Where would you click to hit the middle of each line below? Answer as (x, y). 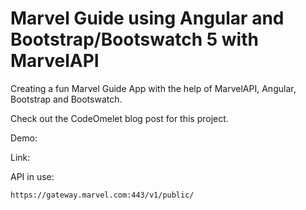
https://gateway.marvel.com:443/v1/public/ (102, 195)
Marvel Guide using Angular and (147, 18)
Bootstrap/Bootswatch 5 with (134, 39)
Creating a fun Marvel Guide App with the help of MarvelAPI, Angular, (153, 88)
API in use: (32, 176)
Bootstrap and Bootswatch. (66, 99)
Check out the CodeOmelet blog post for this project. (119, 118)
